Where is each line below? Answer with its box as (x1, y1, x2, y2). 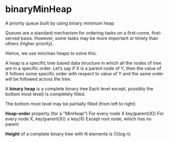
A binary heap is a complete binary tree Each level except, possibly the (5, 85, 154, 91)
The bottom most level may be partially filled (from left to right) (5, 100, 136, 106)
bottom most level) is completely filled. (5, 91, 86, 97)
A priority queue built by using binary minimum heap (5, 20, 115, 26)
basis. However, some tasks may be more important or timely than (21, 35, 158, 41)
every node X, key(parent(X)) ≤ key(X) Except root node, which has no (5, 115, 152, 121)
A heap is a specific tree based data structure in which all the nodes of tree (5, 60, 161, 66)
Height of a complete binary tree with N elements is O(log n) (5, 130, 131, 136)
